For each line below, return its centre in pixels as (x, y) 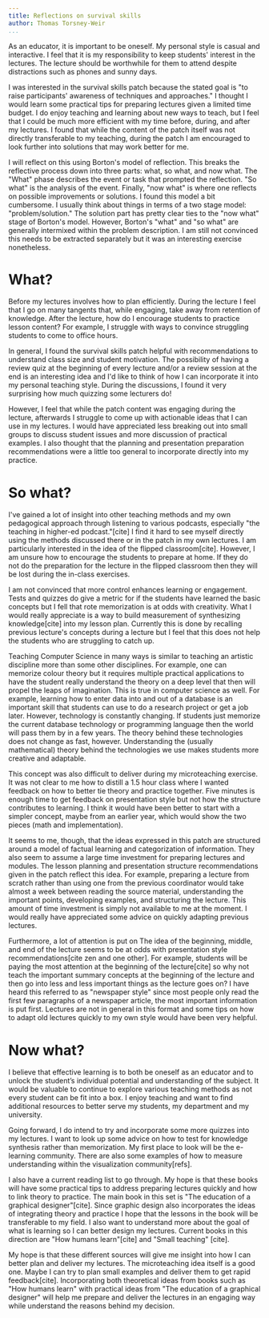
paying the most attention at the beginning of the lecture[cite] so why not (129, 966)
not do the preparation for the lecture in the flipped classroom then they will (133, 566)
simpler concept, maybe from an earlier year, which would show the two (127, 817)
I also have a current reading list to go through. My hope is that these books (133, 1180)
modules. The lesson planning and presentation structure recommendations (133, 866)
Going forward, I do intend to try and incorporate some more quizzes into (129, 1131)
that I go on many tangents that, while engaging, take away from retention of (134, 310)
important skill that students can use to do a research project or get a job (128, 707)
